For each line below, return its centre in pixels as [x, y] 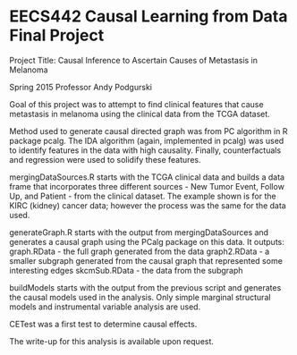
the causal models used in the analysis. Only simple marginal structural [140, 297]
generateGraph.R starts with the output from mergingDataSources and [139, 232]
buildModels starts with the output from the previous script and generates [145, 287]
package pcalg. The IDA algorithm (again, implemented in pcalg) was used [147, 140]
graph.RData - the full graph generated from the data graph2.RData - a [140, 251]
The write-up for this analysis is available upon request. [112, 341]
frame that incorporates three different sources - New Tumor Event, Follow [147, 186]
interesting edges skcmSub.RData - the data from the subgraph [126, 270]
